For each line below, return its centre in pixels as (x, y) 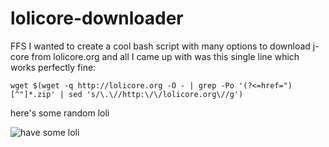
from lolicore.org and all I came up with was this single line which (165, 56)
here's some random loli (60, 113)
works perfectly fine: (53, 67)
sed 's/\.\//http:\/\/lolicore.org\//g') (156, 94)
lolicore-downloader (97, 18)
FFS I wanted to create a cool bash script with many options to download (160, 46)
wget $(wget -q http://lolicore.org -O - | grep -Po (122, 85)
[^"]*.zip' (33, 94)
